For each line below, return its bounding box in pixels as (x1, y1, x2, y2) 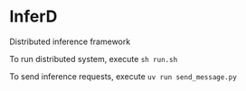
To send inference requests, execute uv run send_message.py (9, 70, 237, 82)
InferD (9, 6, 58, 27)
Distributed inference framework (9, 36, 131, 47)
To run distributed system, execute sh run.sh (9, 53, 178, 64)
